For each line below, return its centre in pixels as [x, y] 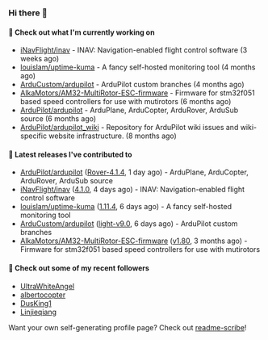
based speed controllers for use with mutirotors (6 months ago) [126, 102]
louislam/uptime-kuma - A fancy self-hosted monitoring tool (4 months [138, 67]
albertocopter [43, 295]
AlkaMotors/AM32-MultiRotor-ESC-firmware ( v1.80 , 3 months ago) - [134, 241]
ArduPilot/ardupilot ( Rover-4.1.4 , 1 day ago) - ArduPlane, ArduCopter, [134, 172]
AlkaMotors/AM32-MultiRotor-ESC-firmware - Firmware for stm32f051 [138, 93]
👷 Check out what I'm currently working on [82, 32]
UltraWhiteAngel [47, 286]
